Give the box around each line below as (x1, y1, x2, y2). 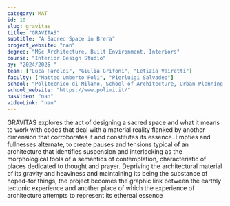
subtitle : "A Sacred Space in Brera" (7, 36, 116, 43)
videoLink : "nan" (7, 100, 57, 106)
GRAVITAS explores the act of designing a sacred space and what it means (7, 118, 220, 126)
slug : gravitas (7, 23, 51, 30)
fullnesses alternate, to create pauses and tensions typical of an (7, 140, 189, 148)
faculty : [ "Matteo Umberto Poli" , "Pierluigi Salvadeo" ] (7, 73, 174, 81)
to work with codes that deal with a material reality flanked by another (7, 125, 205, 134)
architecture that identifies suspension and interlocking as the (7, 147, 182, 155)
